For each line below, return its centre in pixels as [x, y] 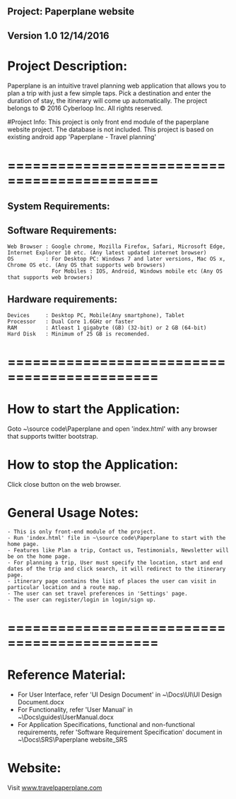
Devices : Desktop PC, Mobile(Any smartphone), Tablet [96, 315]
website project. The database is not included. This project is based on [111, 129]
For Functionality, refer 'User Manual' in [75, 710]
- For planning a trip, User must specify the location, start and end [115, 562]
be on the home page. [39, 556]
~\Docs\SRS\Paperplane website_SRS [72, 740]
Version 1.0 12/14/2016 [58, 36]
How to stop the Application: [93, 465]
